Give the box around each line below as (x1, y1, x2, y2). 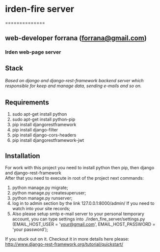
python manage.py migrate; (12, 185, 68, 190)
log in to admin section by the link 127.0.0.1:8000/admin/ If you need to (12, 200, 155, 206)
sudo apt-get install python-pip (12, 117, 75, 123)
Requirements (5, 98, 49, 106)
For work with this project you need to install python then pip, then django (5, 165, 155, 171)
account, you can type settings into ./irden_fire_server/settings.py (12, 216, 145, 222)
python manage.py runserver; (12, 195, 73, 201)
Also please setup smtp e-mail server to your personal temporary (12, 211, 145, 217)
